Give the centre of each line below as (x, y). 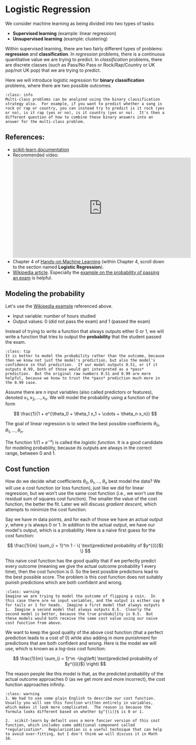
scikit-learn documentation (41, 149)
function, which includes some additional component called (70, 725)
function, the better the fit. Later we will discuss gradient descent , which (81, 504)
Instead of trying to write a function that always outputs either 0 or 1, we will (85, 331)
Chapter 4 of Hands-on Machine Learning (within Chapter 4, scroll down (88, 261)
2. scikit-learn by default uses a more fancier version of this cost (83, 721)
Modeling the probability (45, 294)
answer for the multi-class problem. (45, 121)
